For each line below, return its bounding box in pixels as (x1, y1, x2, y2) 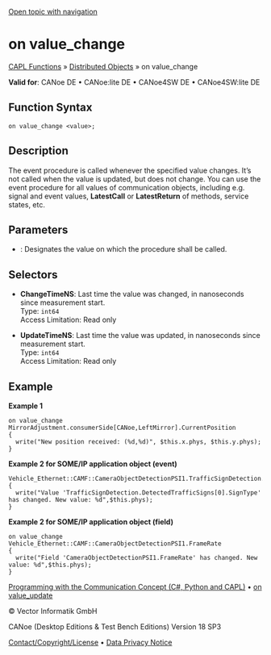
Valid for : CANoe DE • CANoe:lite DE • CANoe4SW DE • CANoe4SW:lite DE (8, 77, 261, 87)
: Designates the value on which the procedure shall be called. (19, 244, 227, 254)
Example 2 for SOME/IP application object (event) (8, 459, 177, 469)
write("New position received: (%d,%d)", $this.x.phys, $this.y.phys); (15, 438, 262, 446)
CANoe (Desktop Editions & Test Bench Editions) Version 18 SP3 (8, 622, 222, 632)
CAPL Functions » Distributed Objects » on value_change (8, 61, 198, 71)
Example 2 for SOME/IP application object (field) (8, 517, 173, 527)
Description (8, 144, 69, 158)
